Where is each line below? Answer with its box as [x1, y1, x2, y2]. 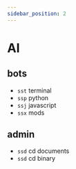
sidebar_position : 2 [7, 10, 67, 17]
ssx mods [17, 108, 45, 117]
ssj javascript [17, 101, 57, 109]
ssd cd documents [17, 147, 70, 155]
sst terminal [17, 86, 52, 95]
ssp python [17, 93, 49, 102]
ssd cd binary [17, 154, 56, 163]
